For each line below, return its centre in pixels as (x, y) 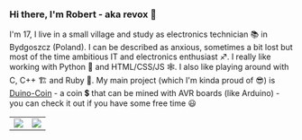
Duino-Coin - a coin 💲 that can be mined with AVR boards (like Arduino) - (145, 93)
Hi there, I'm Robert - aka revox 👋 (83, 14)
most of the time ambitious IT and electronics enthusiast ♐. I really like (141, 57)
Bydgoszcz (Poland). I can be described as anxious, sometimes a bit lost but (151, 48)
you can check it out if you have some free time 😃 (103, 103)
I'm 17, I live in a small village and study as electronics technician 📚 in (138, 34)
